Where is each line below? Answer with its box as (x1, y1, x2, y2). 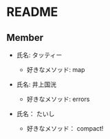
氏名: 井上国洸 (16, 80, 56, 89)
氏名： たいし (16, 110, 55, 118)
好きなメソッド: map (26, 66, 85, 73)
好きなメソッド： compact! (26, 124, 104, 132)
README (6, 4, 58, 20)
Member (6, 32, 44, 44)
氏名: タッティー (16, 51, 63, 59)
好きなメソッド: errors (26, 95, 90, 103)
